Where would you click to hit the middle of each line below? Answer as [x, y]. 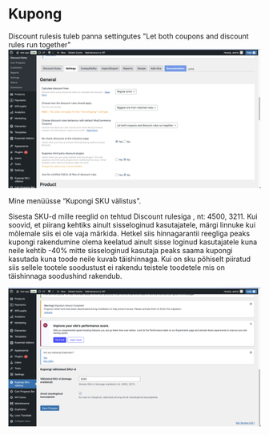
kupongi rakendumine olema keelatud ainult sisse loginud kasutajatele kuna [133, 242]
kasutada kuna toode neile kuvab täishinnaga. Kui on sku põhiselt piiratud [129, 259]
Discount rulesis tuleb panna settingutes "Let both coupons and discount [129, 36]
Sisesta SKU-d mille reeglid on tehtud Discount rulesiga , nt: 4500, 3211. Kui [133, 216]
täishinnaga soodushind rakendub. [65, 276]
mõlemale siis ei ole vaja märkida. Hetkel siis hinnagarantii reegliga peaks [129, 233]
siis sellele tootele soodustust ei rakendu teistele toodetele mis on [117, 267]
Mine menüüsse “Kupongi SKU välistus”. [75, 200]
